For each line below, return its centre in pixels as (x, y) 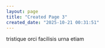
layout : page (22, 11)
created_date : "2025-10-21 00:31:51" (53, 22)
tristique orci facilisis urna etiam (45, 39)
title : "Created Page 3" (37, 17)
